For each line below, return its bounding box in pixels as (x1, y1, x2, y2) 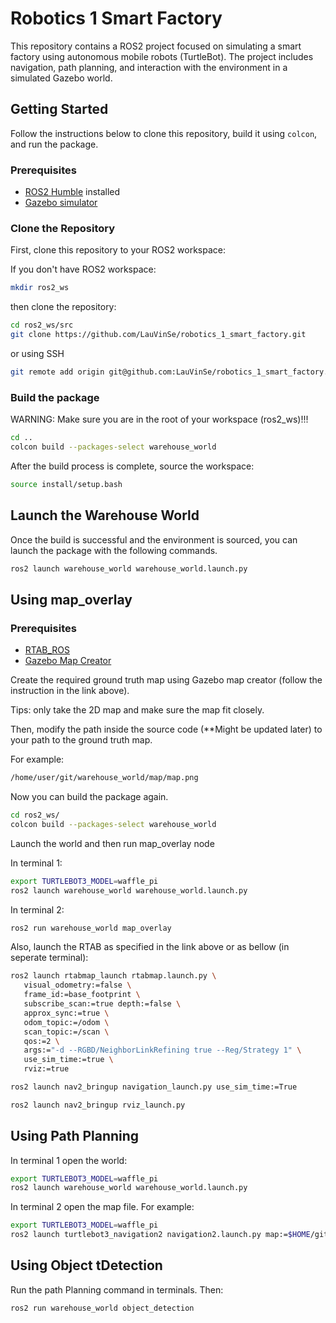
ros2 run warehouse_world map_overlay (10, 923, 172, 933)
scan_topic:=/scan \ (23, 1027, 110, 1037)
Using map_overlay (10, 591, 133, 608)
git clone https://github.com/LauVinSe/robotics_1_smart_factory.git (10, 330, 307, 340)
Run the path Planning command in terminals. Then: (10, 1283, 224, 1296)
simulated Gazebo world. (10, 72, 113, 84)
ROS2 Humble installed (24, 186, 121, 198)
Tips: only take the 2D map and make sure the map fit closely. (10, 704, 265, 716)
